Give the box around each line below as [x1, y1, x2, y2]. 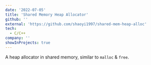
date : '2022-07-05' [5, 7, 46, 13]
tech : [5, 26, 17, 31]
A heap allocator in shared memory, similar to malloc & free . [5, 54, 129, 60]
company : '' [5, 36, 30, 41]
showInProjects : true [5, 40, 51, 45]
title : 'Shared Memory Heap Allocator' [5, 12, 89, 17]
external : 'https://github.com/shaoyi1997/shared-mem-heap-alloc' [5, 21, 147, 27]
